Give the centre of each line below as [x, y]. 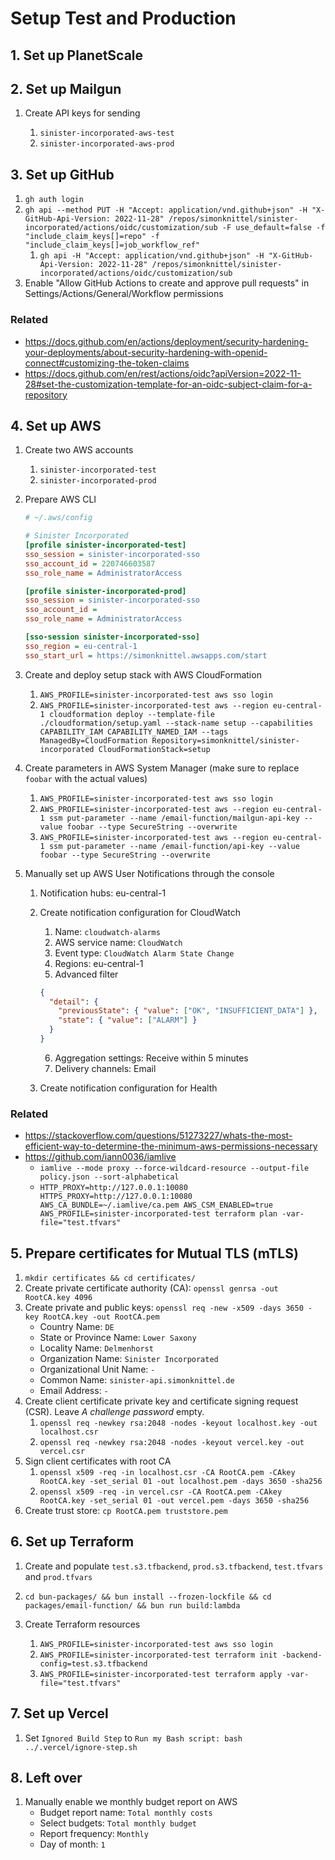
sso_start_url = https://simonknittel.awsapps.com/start [146, 655]
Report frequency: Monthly [94, 1834]
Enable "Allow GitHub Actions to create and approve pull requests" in [167, 283]
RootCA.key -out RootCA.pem [101, 1317]
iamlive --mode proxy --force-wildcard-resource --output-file [174, 1168]
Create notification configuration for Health [128, 1088]
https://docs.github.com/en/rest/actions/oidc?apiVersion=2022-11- [163, 373]
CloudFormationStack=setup [154, 749]
